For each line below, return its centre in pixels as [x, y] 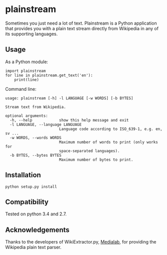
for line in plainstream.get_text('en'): [49, 75]
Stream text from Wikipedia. [36, 107]
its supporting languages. [32, 34]
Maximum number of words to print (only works [108, 142]
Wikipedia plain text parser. [33, 247]
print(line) [27, 80]
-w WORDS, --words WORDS [36, 138]
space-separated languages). [90, 151]
